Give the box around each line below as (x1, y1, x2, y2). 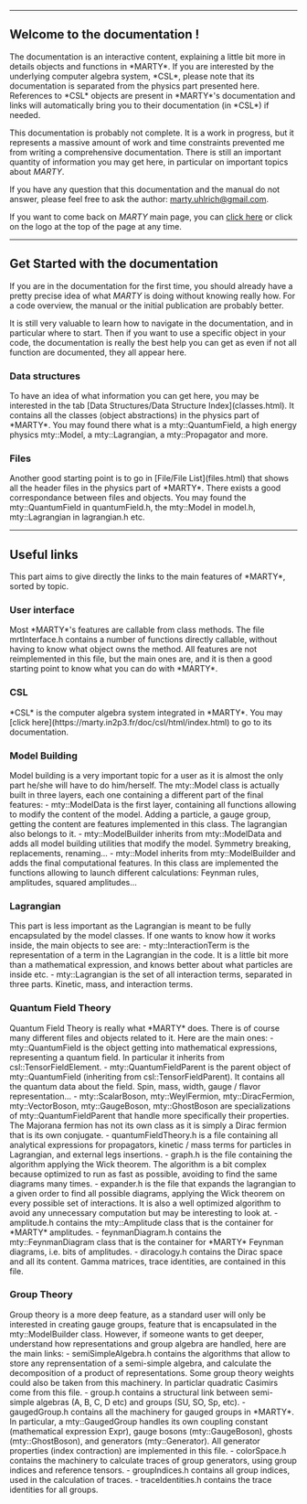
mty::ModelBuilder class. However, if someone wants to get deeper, (9, 1328, 265, 1339)
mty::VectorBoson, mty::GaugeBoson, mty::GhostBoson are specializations (9, 1100, 291, 1112)
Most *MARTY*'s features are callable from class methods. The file (9, 624, 265, 636)
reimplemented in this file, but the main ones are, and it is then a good (9, 653, 272, 664)
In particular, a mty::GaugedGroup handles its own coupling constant (9, 1415, 269, 1427)
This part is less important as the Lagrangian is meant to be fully (9, 920, 251, 931)
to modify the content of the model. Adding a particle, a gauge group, (9, 809, 271, 820)
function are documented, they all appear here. (9, 347, 187, 358)
